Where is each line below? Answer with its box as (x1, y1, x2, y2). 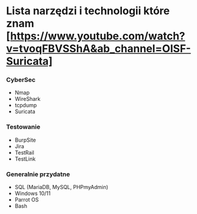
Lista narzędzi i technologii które (6, 4, 170, 18)
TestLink (14, 155, 36, 162)
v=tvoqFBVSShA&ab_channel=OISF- (6, 42, 191, 56)
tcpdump (14, 102, 37, 109)
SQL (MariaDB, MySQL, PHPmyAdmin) (14, 184, 108, 191)
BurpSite (14, 136, 37, 143)
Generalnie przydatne (6, 170, 70, 178)
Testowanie (6, 123, 40, 131)
